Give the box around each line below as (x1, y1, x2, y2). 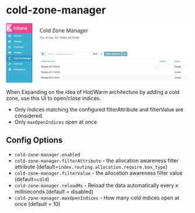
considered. (14, 112, 44, 119)
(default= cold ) (14, 176, 50, 183)
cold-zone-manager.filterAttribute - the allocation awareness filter (14, 157, 179, 164)
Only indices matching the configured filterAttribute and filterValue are (14, 106, 184, 113)
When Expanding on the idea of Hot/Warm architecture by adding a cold (6, 88, 180, 95)
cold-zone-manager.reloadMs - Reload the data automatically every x (14, 181, 179, 188)
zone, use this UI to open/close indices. (6, 95, 101, 102)
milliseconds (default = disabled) (14, 188, 93, 195)
